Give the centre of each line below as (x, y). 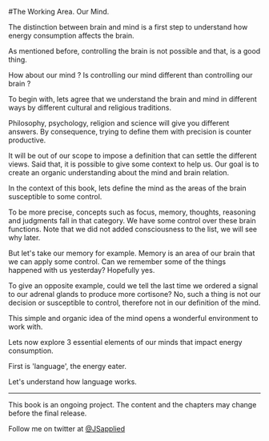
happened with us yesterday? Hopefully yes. (82, 270)
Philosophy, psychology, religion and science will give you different (119, 123)
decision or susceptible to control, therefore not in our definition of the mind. (134, 303)
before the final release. (48, 413)
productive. (27, 140)
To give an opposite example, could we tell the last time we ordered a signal (133, 286)
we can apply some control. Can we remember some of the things (117, 262)
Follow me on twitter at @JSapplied (67, 429)
